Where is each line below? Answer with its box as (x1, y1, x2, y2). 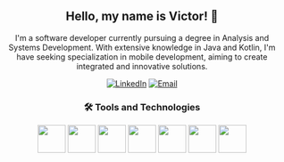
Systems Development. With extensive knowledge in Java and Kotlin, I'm (8, 42, 276, 53)
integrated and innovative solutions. (76, 61, 208, 71)
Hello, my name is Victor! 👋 (65, 9, 219, 24)
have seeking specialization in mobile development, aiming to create (16, 51, 268, 62)
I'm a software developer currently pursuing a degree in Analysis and (14, 32, 270, 43)
